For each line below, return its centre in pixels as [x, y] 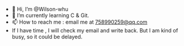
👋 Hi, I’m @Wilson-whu [40, 9]
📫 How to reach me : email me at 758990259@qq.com [79, 22]
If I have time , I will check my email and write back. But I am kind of [95, 30]
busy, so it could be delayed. [47, 37]
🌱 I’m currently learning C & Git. [50, 15]
